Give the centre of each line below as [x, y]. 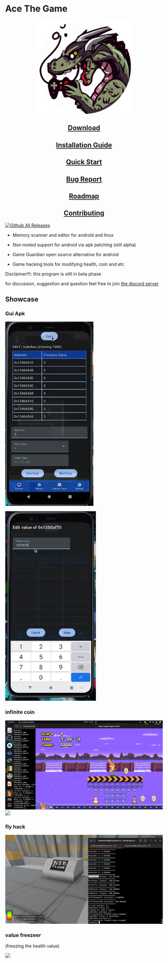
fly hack [15, 827]
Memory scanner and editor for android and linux [63, 235]
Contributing [84, 213]
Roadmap [84, 196]
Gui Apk [15, 314]
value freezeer [23, 935]
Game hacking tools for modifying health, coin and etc [68, 264]
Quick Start [84, 162]
